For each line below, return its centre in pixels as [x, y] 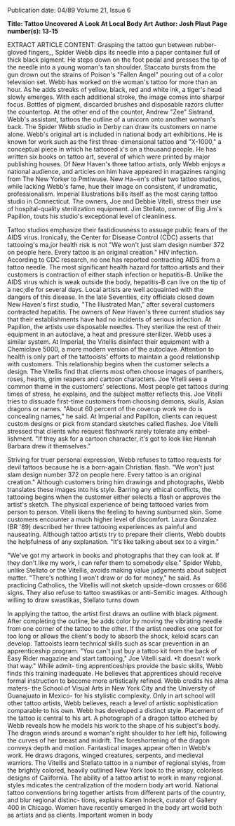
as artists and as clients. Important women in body [80, 815]
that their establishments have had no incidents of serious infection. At [109, 319]
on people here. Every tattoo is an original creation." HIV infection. [103, 252]
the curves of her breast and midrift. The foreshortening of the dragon [109, 740]
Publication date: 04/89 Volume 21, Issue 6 [69, 10]
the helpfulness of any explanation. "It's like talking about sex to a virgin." [113, 542]
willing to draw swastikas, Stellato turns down [73, 600]
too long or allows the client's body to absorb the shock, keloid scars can [113, 636]
